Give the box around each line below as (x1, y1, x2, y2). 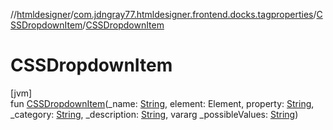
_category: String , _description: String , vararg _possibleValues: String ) (10, 108, 299, 120)
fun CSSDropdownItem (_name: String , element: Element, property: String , (10, 97, 315, 109)
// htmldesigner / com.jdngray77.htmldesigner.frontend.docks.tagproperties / (10, 9, 317, 20)
